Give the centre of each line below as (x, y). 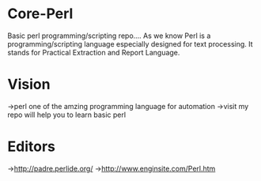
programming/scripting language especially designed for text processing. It (130, 43)
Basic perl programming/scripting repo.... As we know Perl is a (109, 36)
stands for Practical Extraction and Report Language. (94, 52)
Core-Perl (40, 14)
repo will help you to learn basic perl (67, 115)
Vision (29, 85)
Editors (32, 147)
